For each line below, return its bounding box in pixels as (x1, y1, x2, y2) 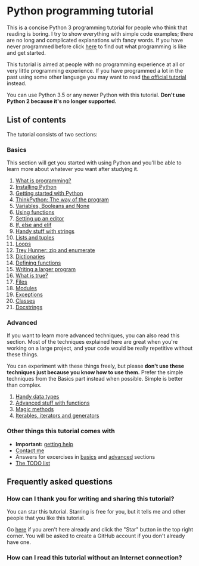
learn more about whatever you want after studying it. (7, 166, 139, 173)
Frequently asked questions (7, 477, 113, 487)
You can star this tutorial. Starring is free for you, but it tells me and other (7, 508, 186, 515)
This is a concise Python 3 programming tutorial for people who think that (7, 24, 188, 31)
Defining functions (15, 259, 61, 266)
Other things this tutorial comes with (7, 427, 115, 436)
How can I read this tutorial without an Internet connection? (7, 553, 182, 562)
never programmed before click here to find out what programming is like (7, 43, 186, 50)
